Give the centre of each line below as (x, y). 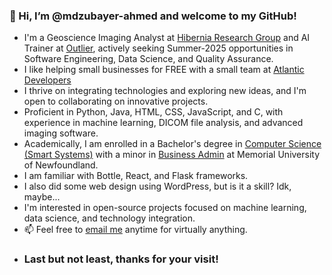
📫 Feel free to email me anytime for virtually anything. (135, 230)
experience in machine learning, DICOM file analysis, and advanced (163, 123)
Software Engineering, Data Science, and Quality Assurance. (148, 59)
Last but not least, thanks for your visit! (121, 259)
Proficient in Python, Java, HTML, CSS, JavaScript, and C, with (153, 112)
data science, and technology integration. (109, 218)
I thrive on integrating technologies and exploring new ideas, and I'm (165, 91)
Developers (47, 80)
